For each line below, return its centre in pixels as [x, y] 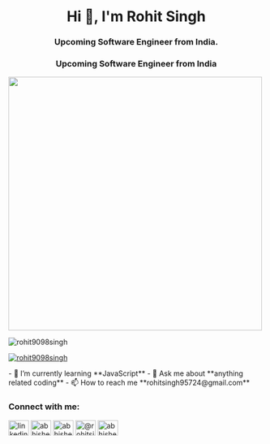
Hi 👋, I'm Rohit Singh [136, 17]
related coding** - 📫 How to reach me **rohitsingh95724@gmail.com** [129, 383]
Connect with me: [44, 407]
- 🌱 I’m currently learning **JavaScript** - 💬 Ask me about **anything [126, 373]
